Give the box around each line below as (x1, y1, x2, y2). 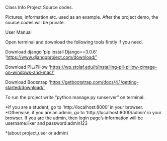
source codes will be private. (5, 20, 65, 25)
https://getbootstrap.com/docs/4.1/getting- (49, 79, 139, 85)
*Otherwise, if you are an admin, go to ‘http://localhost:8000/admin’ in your (5, 110, 162, 115)
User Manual (5, 29, 32, 35)
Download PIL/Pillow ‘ (5, 64, 50, 70)
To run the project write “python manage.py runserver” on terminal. (5, 95, 145, 100)
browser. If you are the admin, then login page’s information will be (5, 115, 143, 121)
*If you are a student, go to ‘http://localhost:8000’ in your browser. (5, 104, 144, 110)
